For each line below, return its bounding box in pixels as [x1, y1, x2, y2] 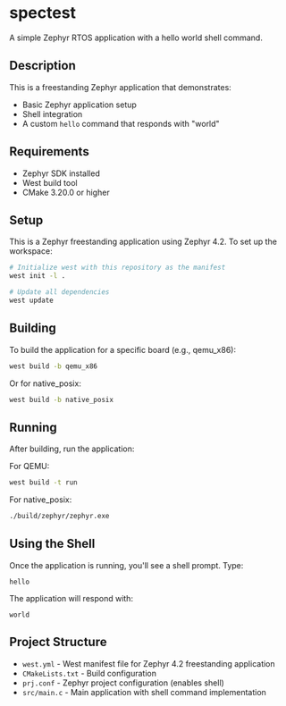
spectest [9, 3, 77, 23]
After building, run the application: [9, 443, 135, 454]
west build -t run [9, 478, 78, 487]
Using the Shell [9, 536, 96, 551]
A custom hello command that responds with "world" [21, 118, 221, 129]
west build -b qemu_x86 [9, 361, 98, 371]
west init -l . [9, 272, 66, 281]
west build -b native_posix [9, 395, 114, 404]
